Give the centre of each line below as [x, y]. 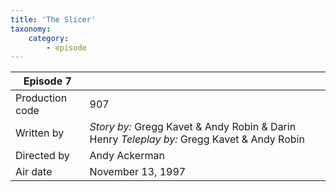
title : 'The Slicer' [53, 19]
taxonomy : [31, 29]
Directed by [42, 156]
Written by [40, 133]
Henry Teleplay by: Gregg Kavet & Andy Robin [197, 139]
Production [41, 98]
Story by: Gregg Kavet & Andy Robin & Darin [193, 127]
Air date [34, 172]
